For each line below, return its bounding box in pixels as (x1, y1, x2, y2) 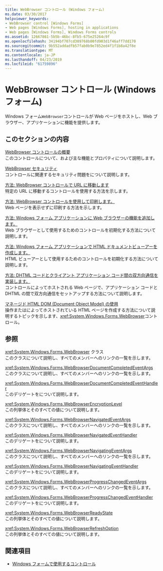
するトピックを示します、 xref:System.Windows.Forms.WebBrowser (9, 313, 145, 319)
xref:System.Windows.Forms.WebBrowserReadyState (5, 510, 113, 515)
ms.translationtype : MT (5, 48, 54, 53)
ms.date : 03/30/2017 (5, 12, 47, 17)
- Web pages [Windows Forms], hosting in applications (5, 25, 119, 30)
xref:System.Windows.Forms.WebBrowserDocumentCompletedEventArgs (5, 365, 153, 370)
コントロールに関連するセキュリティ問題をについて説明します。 (5, 171, 132, 177)
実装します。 (5, 278, 31, 284)
